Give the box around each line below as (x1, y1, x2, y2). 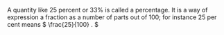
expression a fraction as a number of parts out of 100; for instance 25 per (7, 13, 217, 21)
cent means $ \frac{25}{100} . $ (7, 21, 99, 28)
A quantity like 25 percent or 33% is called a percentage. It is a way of (7, 6, 208, 14)
